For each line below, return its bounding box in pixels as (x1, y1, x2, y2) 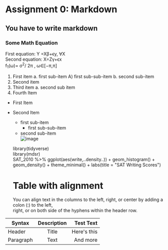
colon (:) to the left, (12, 202, 53, 208)
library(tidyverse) (12, 145, 49, 152)
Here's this (71, 228, 98, 235)
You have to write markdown (5, 24, 98, 33)
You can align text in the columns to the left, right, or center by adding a (12, 196, 163, 203)
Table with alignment (12, 180, 103, 191)
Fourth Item (12, 90, 37, 96)
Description (38, 219, 67, 227)
